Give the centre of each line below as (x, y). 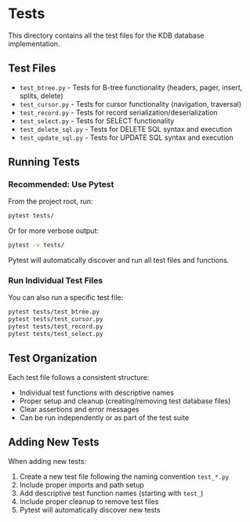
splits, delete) (42, 96)
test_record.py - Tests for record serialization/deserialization (118, 112)
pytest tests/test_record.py (56, 327)
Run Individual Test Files (56, 281)
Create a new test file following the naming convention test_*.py (124, 476)
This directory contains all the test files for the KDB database (106, 35)
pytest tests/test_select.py (56, 334)
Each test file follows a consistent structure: (79, 377)
